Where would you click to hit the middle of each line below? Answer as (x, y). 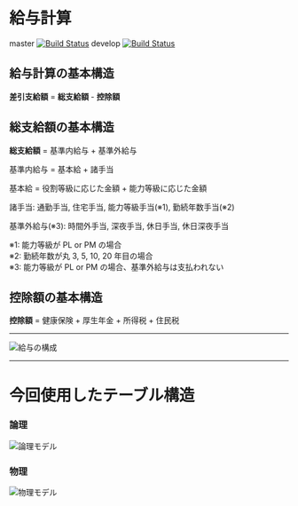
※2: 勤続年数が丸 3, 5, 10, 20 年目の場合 (81, 256)
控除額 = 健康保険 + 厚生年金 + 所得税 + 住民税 (94, 320)
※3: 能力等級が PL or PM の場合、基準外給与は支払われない (117, 266)
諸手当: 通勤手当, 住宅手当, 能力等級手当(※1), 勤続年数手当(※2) (122, 207)
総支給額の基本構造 (62, 127)
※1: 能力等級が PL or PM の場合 (66, 244)
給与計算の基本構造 (62, 73)
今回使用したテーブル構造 (102, 395)
